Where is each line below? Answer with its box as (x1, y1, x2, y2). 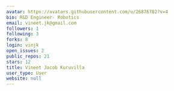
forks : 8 (6, 37, 28, 43)
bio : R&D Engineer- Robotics (6, 14, 79, 20)
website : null (6, 75, 42, 81)
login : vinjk (6, 43, 39, 48)
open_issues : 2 (6, 48, 45, 54)
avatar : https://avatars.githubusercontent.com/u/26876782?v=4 (6, 8, 169, 15)
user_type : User (6, 70, 47, 76)
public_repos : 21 (6, 53, 50, 59)
